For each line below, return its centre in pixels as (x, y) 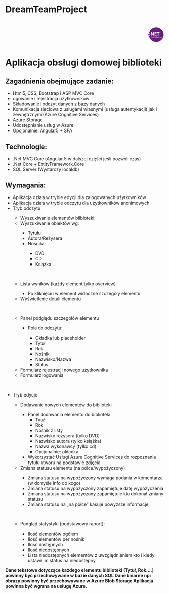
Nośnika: (37, 244)
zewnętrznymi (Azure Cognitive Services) (56, 115)
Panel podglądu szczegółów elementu (59, 318)
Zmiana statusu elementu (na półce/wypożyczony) (72, 468)
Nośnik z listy (49, 430)
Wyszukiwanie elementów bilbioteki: (58, 218)
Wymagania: (26, 185)
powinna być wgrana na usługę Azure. (46, 586)
